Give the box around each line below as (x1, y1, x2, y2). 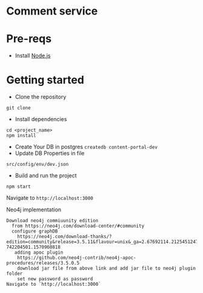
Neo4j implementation (6, 206, 62, 213)
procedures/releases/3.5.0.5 (6, 260, 80, 266)
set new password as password (17, 276, 94, 282)
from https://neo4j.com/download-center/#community (11, 223, 145, 229)
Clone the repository (14, 93, 66, 100)
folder (6, 271, 23, 277)
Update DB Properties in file (14, 150, 85, 157)
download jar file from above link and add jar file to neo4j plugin (17, 265, 196, 272)
